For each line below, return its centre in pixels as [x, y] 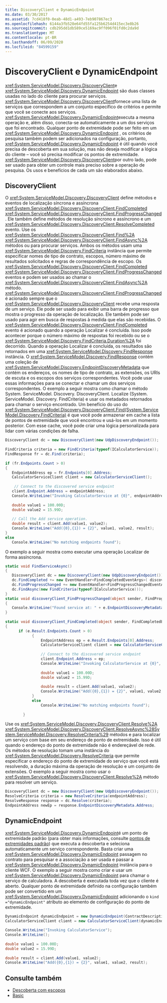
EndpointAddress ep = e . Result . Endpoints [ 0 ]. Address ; [97, 640]
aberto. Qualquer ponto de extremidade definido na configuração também [81, 886]
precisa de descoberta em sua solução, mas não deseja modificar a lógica [81, 149]
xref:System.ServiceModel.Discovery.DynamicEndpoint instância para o [79, 865]
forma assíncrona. [24, 557]
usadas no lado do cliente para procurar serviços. [56, 96]
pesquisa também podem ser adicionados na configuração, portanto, [76, 138]
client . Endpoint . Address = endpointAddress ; [59, 491]
